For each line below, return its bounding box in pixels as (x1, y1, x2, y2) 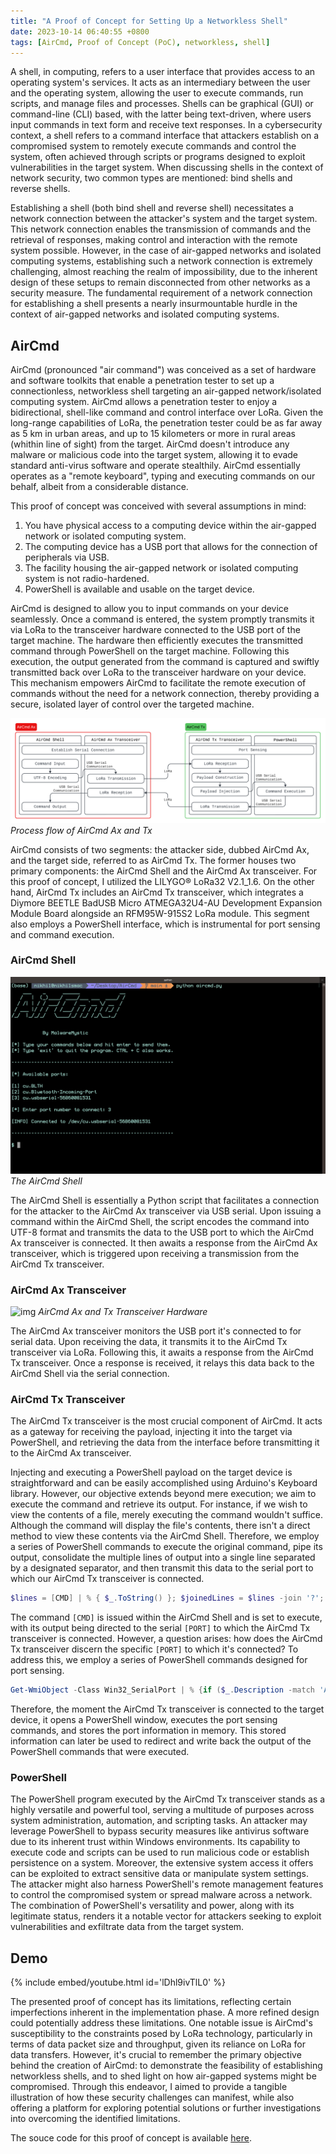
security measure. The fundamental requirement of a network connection (10, 287, 313, 299)
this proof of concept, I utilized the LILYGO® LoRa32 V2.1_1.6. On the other (10, 875, 315, 887)
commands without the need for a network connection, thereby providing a (10, 688, 320, 700)
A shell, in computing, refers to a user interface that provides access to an (10, 66, 316, 78)
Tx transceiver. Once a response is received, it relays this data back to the (10, 1357, 315, 1369)
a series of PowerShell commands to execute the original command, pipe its (10, 1541, 323, 1553)
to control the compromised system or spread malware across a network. (10, 1889, 313, 1901)
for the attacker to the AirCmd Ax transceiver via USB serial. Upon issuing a (10, 1205, 322, 1217)
